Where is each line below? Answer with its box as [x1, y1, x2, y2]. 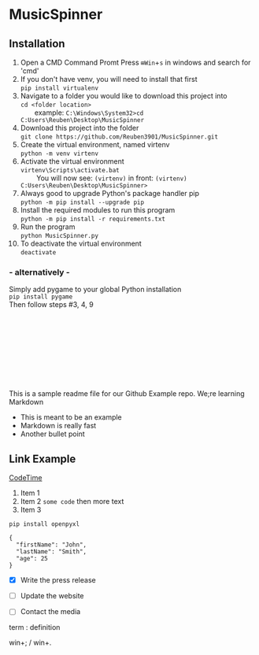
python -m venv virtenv [20, 150, 99, 157]
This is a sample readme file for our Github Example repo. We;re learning [9, 389, 245, 398]
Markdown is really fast [20, 421, 97, 431]
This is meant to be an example [20, 413, 123, 422]
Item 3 [20, 505, 42, 515]
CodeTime [9, 473, 43, 483]
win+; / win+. [9, 638, 52, 647]
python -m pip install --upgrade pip [20, 198, 145, 206]
